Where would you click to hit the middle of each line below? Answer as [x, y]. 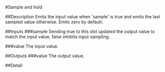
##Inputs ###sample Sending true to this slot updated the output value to [80, 31]
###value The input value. [32, 46]
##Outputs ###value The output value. [45, 56]
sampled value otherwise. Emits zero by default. [54, 22]
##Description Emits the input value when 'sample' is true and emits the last [82, 17]
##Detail [14, 65]
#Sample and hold [24, 7]
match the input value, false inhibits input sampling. [57, 37]
